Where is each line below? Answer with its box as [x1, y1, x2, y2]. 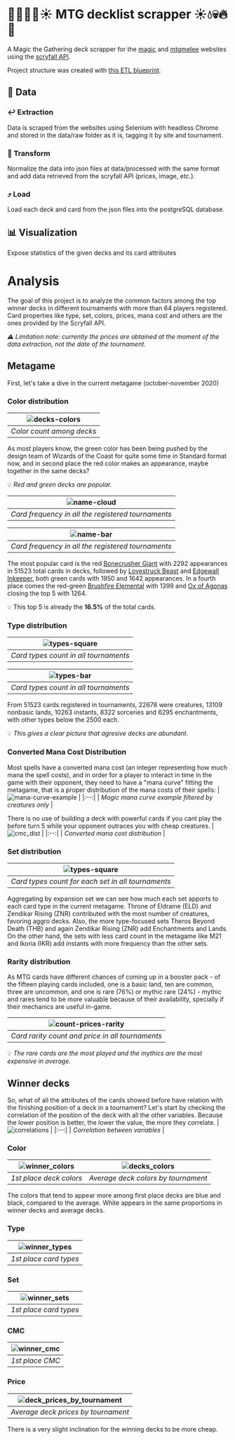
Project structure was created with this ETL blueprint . [7, 66, 161, 74]
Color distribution [7, 396, 69, 406]
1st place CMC [11, 1356, 61, 1366]
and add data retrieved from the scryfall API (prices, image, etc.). [7, 171, 195, 180]
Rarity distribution [7, 956, 71, 966]
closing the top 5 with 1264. [7, 589, 88, 597]
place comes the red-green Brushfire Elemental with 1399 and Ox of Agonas [7, 582, 228, 590]
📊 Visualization [7, 226, 78, 238]
